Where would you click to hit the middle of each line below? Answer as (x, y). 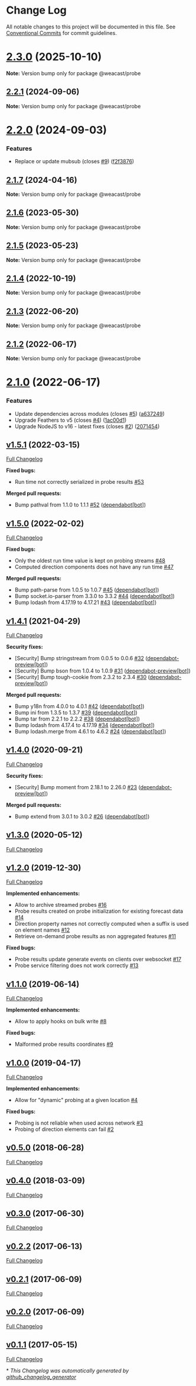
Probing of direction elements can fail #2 (64, 1129)
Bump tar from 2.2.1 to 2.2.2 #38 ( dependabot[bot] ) (77, 719)
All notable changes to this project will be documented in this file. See (91, 27)
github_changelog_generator (41, 1377)
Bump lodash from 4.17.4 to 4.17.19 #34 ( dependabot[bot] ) (85, 725)
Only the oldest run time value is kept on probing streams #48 (90, 561)
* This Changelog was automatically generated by (68, 1371)
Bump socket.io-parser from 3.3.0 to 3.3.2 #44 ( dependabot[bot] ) (95, 596)
